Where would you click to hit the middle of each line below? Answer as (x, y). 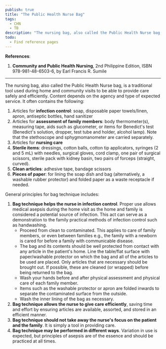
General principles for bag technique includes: (52, 194)
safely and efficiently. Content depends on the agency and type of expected (83, 96)
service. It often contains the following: (45, 101)
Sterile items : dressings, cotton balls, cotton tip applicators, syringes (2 (85, 147)
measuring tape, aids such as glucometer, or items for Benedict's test (83, 127)
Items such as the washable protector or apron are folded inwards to (89, 288)
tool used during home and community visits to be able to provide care (77, 90)
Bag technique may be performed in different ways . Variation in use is (85, 330)
